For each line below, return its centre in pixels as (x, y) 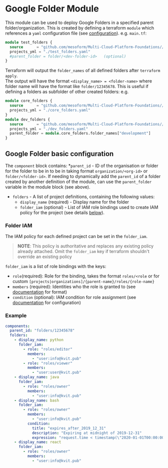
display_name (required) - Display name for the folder (74, 202)
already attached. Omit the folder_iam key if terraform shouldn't (83, 251)
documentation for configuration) (47, 302)
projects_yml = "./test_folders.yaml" (50, 51)
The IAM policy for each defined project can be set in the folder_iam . (76, 236)
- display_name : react (38, 442)
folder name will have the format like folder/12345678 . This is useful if (77, 86)
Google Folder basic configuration (59, 154)
